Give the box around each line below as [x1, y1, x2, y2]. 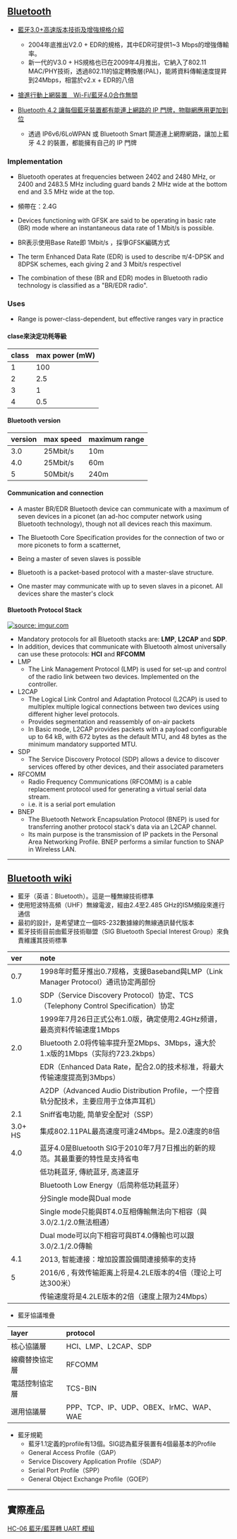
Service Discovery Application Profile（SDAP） [28, 1457, 166, 1466]
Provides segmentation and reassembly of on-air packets [28, 717, 195, 726]
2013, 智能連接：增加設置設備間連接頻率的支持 [39, 1254, 196, 1264]
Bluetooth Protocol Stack [7, 606, 83, 614]
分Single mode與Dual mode [39, 1193, 132, 1203]
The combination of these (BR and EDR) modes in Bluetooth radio [17, 273, 208, 282]
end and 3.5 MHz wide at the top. [17, 187, 115, 196]
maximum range [88, 434, 145, 444]
